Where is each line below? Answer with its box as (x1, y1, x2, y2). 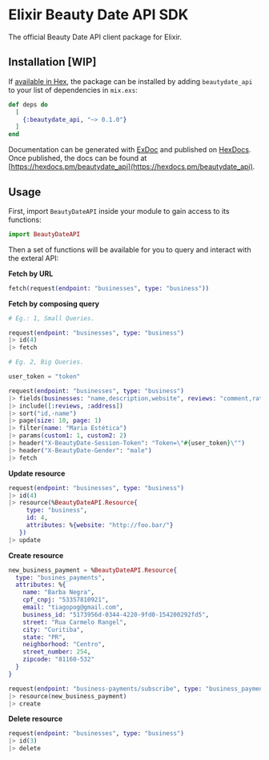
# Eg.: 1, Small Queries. (8, 314, 94, 322)
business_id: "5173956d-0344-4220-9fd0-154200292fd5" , (22, 610, 210, 618)
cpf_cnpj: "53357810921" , (22, 596, 110, 604)
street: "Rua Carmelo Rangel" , (22, 618, 127, 626)
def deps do (8, 100, 48, 109)
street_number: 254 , (22, 648, 91, 656)
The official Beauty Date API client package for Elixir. (8, 32, 183, 42)
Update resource (8, 468, 66, 478)
